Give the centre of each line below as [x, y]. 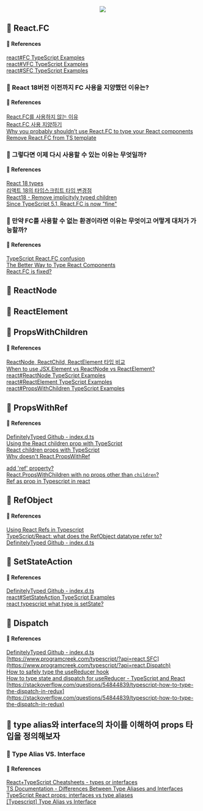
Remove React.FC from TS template [51, 138]
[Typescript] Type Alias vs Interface [51, 802]
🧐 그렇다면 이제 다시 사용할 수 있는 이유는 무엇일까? [76, 155]
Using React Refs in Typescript [45, 529]
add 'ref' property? [30, 468]
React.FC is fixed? [29, 271]
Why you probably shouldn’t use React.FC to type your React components [100, 131]
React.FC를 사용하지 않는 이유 [42, 117]
